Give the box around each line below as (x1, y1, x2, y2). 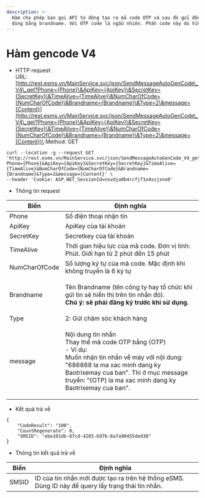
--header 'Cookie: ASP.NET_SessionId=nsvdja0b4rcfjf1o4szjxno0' (6, 176, 173, 183)
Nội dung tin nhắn (65, 330, 117, 339)
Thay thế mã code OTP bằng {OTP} (65, 338, 166, 347)
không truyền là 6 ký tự (65, 267, 132, 275)
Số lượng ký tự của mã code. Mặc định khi (65, 259, 185, 268)
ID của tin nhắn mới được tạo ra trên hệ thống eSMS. (34, 474, 185, 483)
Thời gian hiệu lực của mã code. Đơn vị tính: (65, 242, 190, 250)
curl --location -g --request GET (6, 150, 95, 156)
